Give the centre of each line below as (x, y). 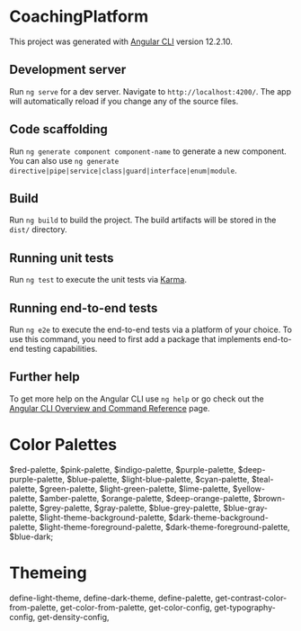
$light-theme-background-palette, (103, 517)
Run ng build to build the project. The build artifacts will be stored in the (143, 220)
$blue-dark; (31, 536)
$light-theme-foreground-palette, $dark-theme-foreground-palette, (164, 527)
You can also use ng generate (64, 160)
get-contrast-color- (251, 598)
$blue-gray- (245, 508)
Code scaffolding (58, 129)
